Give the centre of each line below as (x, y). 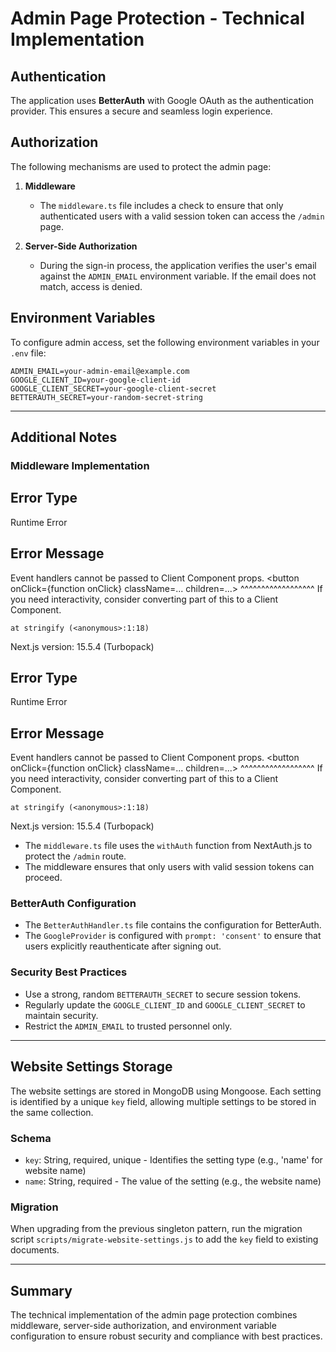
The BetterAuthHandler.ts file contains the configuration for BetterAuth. (173, 925)
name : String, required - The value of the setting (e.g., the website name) (173, 1181)
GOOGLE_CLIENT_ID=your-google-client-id (96, 380)
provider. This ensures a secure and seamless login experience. (141, 111)
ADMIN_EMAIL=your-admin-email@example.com (100, 371)
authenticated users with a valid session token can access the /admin (182, 216)
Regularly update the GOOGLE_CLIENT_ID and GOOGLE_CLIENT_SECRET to (165, 1004)
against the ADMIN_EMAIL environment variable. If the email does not (178, 276)
